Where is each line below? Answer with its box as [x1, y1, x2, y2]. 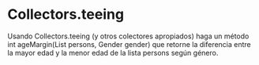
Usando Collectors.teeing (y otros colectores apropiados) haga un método [7, 31, 250, 41]
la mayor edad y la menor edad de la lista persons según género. [7, 48, 219, 57]
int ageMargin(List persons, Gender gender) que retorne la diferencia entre [7, 39, 252, 49]
